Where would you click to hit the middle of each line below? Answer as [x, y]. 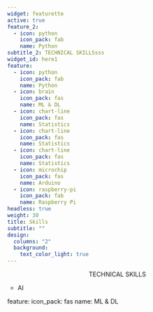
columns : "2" [32, 241]
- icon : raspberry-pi [45, 190]
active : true [26, 20]
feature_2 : [23, 27]
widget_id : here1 [32, 59]
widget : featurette [36, 14]
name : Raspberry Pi [48, 203]
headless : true [29, 209]
